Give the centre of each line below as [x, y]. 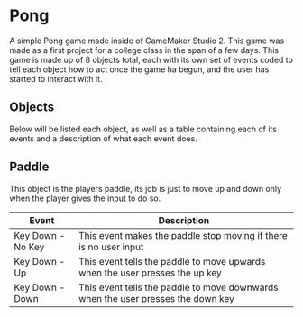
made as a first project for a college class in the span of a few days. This [144, 50]
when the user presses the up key [150, 273]
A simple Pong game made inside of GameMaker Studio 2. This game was [147, 41]
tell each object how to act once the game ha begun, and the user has [139, 69]
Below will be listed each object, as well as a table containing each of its [143, 129]
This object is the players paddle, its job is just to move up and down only [146, 188]
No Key [29, 247]
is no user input [111, 247]
